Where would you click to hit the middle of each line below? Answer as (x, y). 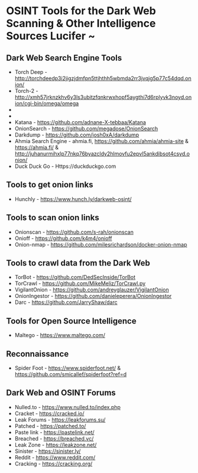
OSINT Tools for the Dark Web (81, 11)
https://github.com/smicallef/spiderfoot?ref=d (71, 374)
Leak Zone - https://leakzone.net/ (56, 445)
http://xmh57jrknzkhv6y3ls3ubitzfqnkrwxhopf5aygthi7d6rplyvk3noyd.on (103, 97)
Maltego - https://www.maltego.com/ (60, 335)
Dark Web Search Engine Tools (64, 58)
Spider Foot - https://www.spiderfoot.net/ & (68, 368)
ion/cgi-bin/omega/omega (47, 103)
